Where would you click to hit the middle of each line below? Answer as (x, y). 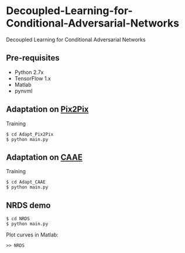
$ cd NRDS (18, 219)
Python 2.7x (29, 72)
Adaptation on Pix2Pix (47, 109)
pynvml (23, 91)
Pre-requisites (33, 58)
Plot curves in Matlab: (32, 235)
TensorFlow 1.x (33, 78)
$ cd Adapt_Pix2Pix (30, 134)
